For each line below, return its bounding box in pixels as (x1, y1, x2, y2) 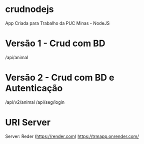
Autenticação (5, 83, 63, 94)
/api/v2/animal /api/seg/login (5, 99, 65, 105)
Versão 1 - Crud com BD (5, 38, 105, 49)
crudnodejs (5, 4, 54, 15)
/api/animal (5, 54, 28, 60)
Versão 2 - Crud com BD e (5, 72, 114, 83)
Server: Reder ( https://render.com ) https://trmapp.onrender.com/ (5, 133, 139, 139)
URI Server (5, 117, 51, 128)
